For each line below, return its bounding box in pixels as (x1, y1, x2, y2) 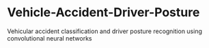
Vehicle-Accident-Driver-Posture (7, 5, 200, 20)
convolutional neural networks (7, 34, 92, 42)
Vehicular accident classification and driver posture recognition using (7, 27, 203, 35)
